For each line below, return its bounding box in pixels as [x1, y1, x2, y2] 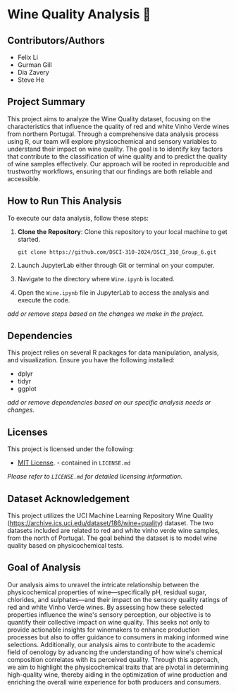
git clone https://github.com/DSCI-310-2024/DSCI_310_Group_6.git [17, 248, 217, 256]
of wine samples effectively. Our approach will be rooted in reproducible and [7, 159, 230, 168]
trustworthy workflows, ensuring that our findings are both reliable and [7, 167, 213, 176]
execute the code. [17, 295, 70, 304]
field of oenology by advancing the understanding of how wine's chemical [7, 648, 223, 656]
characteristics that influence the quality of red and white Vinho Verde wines [7, 122, 230, 130]
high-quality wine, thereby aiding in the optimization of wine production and [7, 670, 228, 679]
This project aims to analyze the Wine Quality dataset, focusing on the [7, 114, 211, 123]
